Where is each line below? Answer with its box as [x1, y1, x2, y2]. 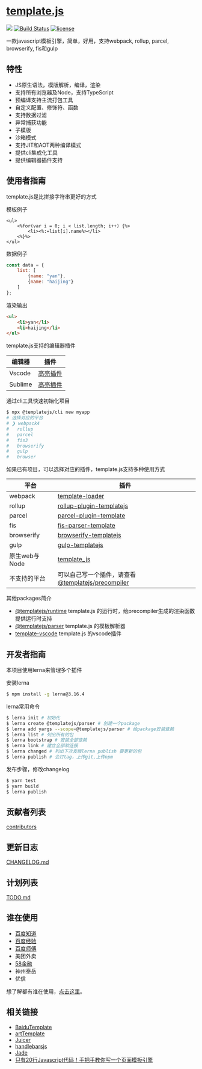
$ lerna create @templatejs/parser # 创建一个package [6, 720, 140, 726]
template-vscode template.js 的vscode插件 [14, 630, 122, 637]
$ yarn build [6, 783, 39, 789]
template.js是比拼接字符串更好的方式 [6, 193, 97, 200]
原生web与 [9, 552, 40, 560]
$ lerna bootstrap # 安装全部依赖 [6, 737, 87, 744]
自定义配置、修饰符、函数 [14, 103, 79, 111]
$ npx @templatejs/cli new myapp [6, 409, 90, 416]
